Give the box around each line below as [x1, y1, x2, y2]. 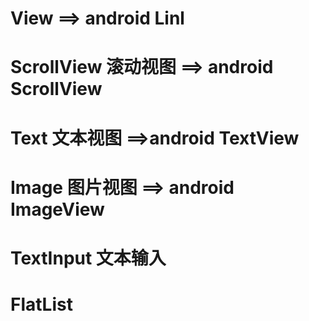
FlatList [10, 293, 73, 316]
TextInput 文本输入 [10, 247, 167, 269]
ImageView [10, 198, 105, 221]
